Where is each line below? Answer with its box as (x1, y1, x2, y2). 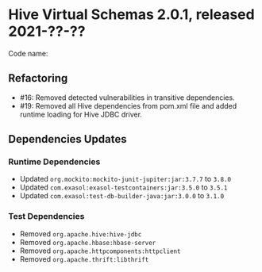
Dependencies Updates (8, 132, 127, 146)
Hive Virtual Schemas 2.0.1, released (8, 6, 256, 24)
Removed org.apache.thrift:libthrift (19, 254, 149, 263)
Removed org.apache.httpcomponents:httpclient (19, 246, 181, 255)
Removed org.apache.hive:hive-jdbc (19, 228, 142, 239)
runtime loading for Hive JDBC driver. (19, 109, 143, 119)
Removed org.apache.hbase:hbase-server (19, 237, 156, 247)
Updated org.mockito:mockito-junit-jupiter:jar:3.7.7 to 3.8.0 (19, 174, 232, 184)
